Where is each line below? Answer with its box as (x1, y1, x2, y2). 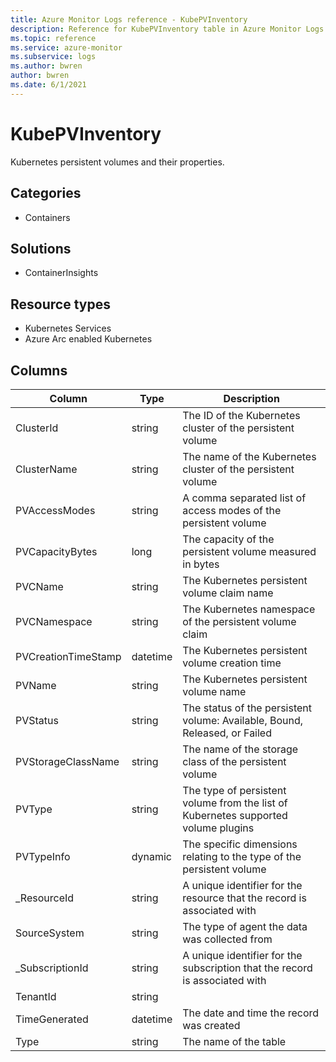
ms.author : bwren (10, 61, 83, 71)
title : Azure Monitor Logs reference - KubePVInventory (10, 14, 248, 25)
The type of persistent (182, 783, 287, 797)
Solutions (10, 240, 72, 257)
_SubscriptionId (15, 961, 89, 975)
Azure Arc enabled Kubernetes (24, 333, 153, 345)
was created (182, 1018, 241, 1032)
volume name (182, 684, 247, 698)
